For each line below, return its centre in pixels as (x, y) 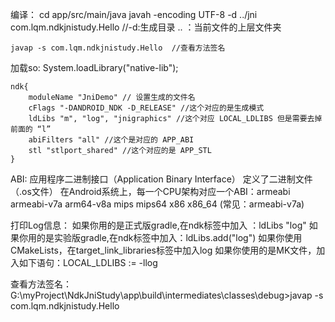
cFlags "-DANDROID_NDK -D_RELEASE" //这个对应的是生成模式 (146, 108)
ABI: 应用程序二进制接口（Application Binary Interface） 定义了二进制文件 (161, 179)
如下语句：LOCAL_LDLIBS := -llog (88, 262)
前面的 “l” (31, 129)
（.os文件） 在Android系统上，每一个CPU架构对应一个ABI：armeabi (150, 191)
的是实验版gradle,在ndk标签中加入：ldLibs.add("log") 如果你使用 (169, 237)
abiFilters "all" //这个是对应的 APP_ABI (111, 140)
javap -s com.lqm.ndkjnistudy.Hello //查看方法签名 (118, 48)
